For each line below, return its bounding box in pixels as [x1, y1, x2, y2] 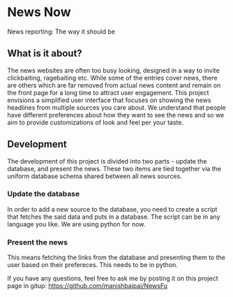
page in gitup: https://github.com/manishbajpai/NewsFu [7, 282, 167, 290]
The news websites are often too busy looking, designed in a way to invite [7, 66, 220, 74]
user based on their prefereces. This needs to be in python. [7, 261, 178, 269]
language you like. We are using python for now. [7, 219, 146, 228]
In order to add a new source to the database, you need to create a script [7, 205, 218, 213]
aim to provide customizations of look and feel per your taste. [7, 118, 183, 126]
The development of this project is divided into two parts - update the [7, 157, 207, 165]
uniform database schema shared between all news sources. [7, 172, 183, 180]
